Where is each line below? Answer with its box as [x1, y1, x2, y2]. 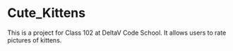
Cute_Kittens [7, 5, 86, 21]
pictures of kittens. [7, 35, 62, 44]
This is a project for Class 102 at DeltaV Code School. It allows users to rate [7, 28, 227, 37]
